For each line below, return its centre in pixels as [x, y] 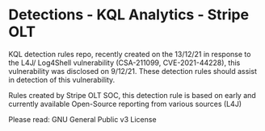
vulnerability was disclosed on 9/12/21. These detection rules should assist [132, 71]
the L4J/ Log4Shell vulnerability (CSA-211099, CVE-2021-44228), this [124, 63]
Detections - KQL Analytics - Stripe [128, 15]
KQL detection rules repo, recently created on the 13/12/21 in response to [130, 54]
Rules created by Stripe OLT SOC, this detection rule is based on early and [132, 95]
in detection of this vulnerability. [62, 80]
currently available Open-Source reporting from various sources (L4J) [125, 104]
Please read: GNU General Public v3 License [82, 119]
